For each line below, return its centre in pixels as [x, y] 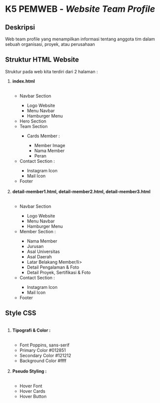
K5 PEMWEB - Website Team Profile [80, 9]
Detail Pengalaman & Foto [53, 267]
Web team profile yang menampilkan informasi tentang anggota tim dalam [80, 39]
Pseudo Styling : [29, 371]
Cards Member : [43, 136]
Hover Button [33, 396]
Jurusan [35, 246]
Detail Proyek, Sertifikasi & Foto [59, 272]
